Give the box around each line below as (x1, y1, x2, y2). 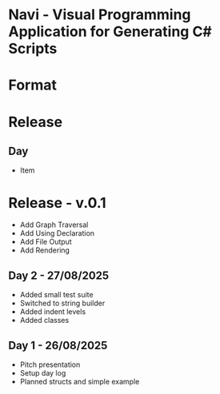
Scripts (8, 40, 58, 58)
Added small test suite (19, 290, 94, 300)
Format (8, 76, 58, 94)
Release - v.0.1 (8, 193, 106, 212)
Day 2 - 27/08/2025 (8, 269, 110, 282)
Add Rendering (19, 245, 70, 255)
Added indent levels (19, 307, 86, 316)
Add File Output (19, 237, 72, 247)
